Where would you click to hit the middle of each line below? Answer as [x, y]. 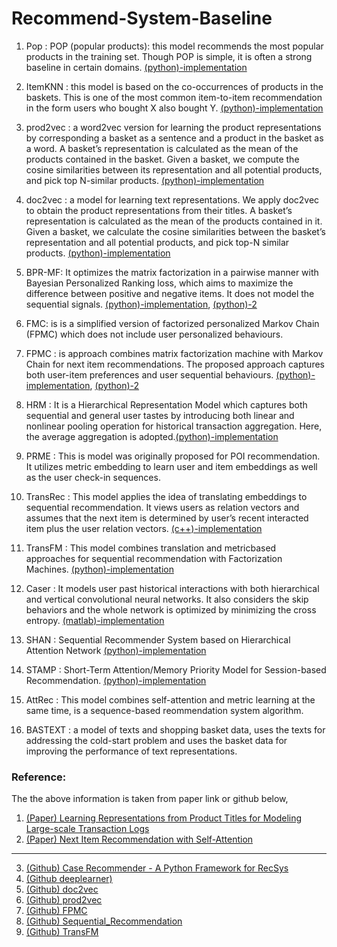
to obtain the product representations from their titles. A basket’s [159, 210]
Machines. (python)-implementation [99, 569]
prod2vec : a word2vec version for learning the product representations [173, 127]
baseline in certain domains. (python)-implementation [136, 67]
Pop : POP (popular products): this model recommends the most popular [174, 46]
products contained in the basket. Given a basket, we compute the [162, 159]
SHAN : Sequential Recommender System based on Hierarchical [158, 639]
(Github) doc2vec [62, 889]
